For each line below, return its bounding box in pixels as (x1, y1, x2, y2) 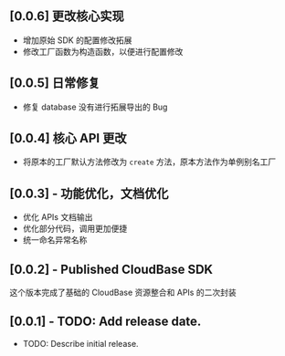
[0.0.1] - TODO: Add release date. (9, 314, 202, 330)
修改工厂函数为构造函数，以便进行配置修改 (22, 46, 184, 57)
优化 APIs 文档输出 (22, 212, 93, 223)
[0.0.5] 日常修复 (9, 76, 100, 91)
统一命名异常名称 (22, 235, 88, 246)
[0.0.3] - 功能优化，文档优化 (9, 185, 169, 201)
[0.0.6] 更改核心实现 (9, 8, 125, 25)
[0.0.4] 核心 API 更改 (9, 131, 127, 146)
